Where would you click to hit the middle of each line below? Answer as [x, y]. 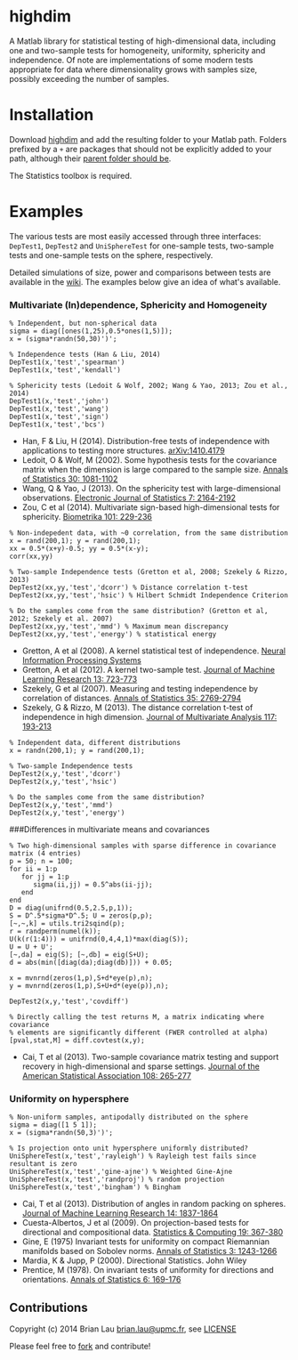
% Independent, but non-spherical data [83, 324]
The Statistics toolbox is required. [71, 175]
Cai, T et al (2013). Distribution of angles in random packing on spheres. [154, 1204]
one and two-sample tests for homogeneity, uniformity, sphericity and [137, 50]
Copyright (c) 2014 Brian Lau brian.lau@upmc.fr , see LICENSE [123, 1329]
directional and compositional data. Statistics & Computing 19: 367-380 [153, 1232]
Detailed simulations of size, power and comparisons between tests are [140, 272]
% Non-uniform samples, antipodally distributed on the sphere [129, 1117]
